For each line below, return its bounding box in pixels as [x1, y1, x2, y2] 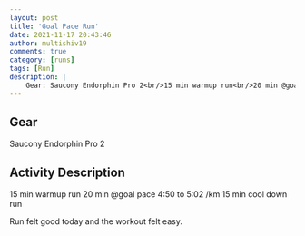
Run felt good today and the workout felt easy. [9, 216, 183, 227]
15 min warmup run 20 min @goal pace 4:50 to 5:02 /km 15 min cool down [9, 189, 288, 200]
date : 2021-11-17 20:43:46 [9, 30, 112, 39]
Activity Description [9, 164, 125, 180]
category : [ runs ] [9, 55, 75, 64]
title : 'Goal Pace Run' [9, 22, 100, 31]
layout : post [9, 13, 59, 23]
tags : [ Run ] [9, 64, 54, 74]
